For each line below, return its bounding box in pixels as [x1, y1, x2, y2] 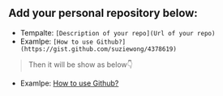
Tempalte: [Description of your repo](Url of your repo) [19, 27, 216, 37]
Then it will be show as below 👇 [28, 60, 133, 69]
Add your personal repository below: [8, 6, 199, 20]
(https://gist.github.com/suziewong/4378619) [19, 44, 177, 53]
